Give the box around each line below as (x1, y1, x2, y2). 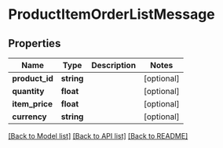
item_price (12, 99, 53, 109)
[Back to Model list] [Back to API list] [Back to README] (8, 132, 188, 140)
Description (91, 60, 136, 70)
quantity (12, 86, 45, 96)
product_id (12, 73, 53, 84)
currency (12, 111, 47, 122)
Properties (8, 37, 61, 50)
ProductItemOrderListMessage (8, 5, 216, 23)
